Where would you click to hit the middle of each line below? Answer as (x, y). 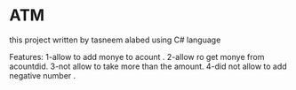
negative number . (43, 75)
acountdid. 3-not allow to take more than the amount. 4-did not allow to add (148, 66)
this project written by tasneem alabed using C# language (115, 40)
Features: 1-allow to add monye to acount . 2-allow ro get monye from (137, 56)
